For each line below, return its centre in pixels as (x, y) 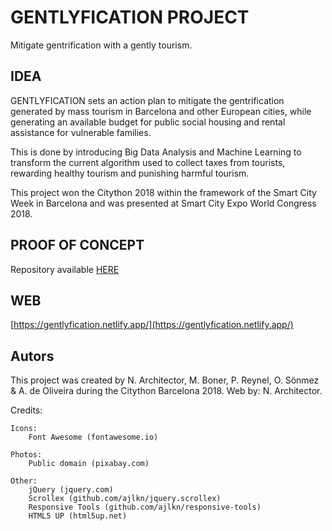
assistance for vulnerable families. (81, 132)
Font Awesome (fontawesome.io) (93, 437)
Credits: (26, 410)
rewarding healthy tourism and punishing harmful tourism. (130, 173)
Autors (32, 356)
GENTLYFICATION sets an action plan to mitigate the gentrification (147, 100)
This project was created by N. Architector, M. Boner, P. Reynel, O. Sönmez (165, 380)
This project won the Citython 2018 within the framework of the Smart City (163, 192)
